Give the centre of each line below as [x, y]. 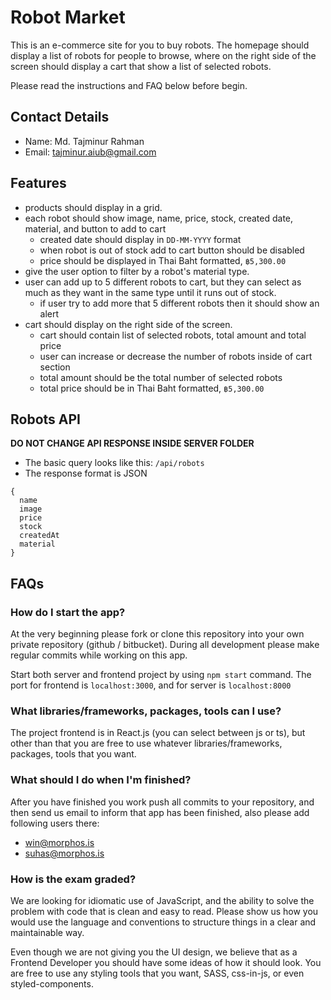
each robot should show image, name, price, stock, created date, [159, 218]
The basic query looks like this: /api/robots [114, 463]
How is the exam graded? [73, 879]
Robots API [45, 419]
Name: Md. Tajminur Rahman [84, 141]
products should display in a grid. [93, 207]
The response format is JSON [86, 473]
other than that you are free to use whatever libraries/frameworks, [146, 743]
